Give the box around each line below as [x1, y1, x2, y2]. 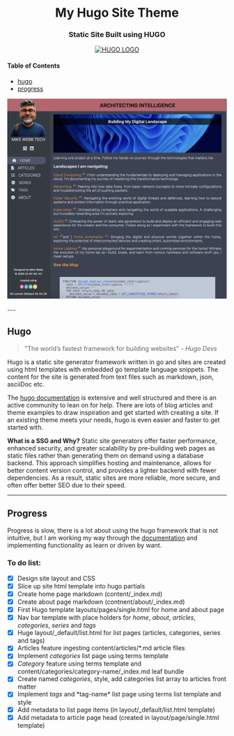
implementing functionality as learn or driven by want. [7, 541, 162, 549]
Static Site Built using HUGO [68, 30, 166, 40]
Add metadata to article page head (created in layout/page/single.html [17, 713, 219, 721]
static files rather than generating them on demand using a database [7, 451, 204, 460]
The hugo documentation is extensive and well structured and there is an [7, 393, 217, 402]
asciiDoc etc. [7, 379, 45, 388]
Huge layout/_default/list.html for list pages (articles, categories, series [17, 629, 221, 637]
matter [17, 682, 37, 691]
